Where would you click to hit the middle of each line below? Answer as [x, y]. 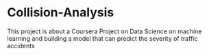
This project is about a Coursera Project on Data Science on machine [104, 31]
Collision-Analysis [61, 13]
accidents [21, 45]
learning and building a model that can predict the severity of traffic [102, 38]
